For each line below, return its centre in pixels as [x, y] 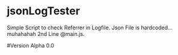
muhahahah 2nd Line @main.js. [46, 33]
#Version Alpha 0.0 [31, 45]
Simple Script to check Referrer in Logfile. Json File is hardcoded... [90, 27]
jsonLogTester [44, 11]
